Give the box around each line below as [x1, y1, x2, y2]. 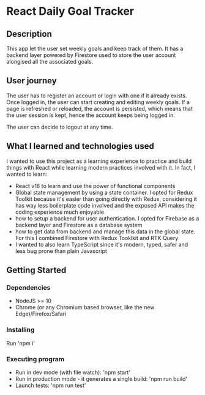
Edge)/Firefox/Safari [15, 310, 67, 318]
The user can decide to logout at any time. [6, 123, 113, 130]
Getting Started [6, 265, 67, 276]
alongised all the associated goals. [6, 58, 94, 65]
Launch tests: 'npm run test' [15, 382, 86, 389]
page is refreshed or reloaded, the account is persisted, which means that [6, 105, 193, 112]
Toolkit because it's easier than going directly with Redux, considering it [15, 195, 197, 203]
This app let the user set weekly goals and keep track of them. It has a [6, 45, 184, 52]
